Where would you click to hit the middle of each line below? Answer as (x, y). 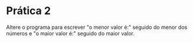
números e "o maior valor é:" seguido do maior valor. (70, 33)
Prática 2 (29, 11)
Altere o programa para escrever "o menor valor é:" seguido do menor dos (97, 27)
